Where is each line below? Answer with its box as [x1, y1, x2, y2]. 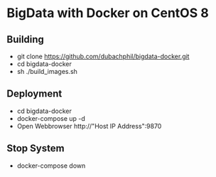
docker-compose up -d [16, 114, 86, 122]
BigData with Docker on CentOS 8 [6, 5, 209, 21]
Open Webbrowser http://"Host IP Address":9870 [16, 122, 162, 130]
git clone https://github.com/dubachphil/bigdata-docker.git [16, 52, 190, 60]
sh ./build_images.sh [16, 68, 77, 75]
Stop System [6, 142, 65, 154]
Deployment [6, 87, 63, 100]
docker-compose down [16, 161, 86, 170]
